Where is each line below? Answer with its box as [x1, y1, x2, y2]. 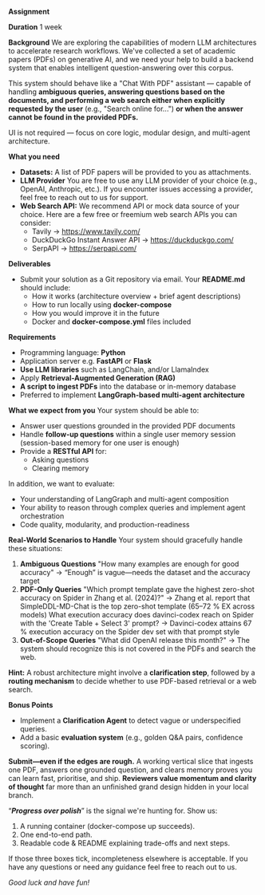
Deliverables [8, 259, 51, 268]
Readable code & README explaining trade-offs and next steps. [19, 838, 230, 848]
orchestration [19, 511, 65, 521]
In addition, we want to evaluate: [8, 479, 115, 488]
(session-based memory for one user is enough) [19, 438, 180, 447]
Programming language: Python [19, 348, 126, 357]
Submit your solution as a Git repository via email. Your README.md [19, 274, 246, 284]
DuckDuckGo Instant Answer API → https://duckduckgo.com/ [31, 235, 234, 244]
